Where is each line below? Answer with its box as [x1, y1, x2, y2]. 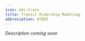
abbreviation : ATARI [5, 16, 49, 21]
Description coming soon [5, 30, 58, 36]
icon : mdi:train [5, 7, 39, 12]
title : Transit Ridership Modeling [5, 12, 80, 17]
